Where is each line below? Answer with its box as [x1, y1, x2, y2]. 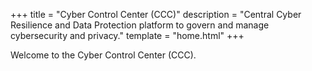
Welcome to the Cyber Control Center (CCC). [10, 49, 197, 61]
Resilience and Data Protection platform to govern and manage [10, 19, 270, 31]
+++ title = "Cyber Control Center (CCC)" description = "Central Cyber [10, 9, 302, 20]
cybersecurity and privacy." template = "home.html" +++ [10, 30, 245, 41]
